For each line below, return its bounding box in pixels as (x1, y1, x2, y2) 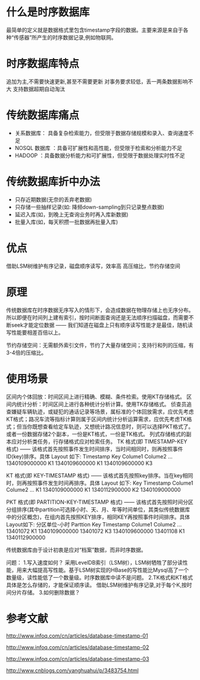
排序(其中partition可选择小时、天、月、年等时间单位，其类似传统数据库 (16, 506, 190, 513)
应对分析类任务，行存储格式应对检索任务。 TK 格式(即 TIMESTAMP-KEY (11, 437, 187, 445)
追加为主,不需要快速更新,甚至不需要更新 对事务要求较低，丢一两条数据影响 (6, 78, 189, 85)
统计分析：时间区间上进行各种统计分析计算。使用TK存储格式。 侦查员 (16, 400, 187, 408)
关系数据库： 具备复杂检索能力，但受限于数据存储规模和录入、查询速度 (14, 129, 189, 136)
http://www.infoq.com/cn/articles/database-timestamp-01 (6, 632, 148, 639)
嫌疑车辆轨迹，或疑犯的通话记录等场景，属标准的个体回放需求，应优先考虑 (11, 408, 194, 415)
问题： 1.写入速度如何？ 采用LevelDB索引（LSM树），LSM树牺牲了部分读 (6, 559, 183, 566)
